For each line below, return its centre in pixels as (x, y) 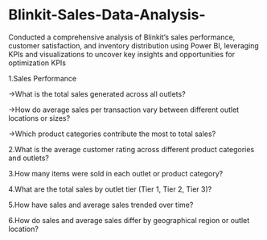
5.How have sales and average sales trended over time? (101, 205)
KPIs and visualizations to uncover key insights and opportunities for (122, 54)
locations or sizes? (39, 118)
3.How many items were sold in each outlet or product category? (116, 173)
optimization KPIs (37, 63)
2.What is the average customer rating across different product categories (131, 149)
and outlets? (29, 158)
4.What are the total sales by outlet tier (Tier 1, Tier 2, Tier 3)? (110, 189)
